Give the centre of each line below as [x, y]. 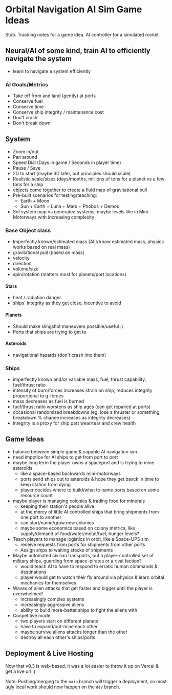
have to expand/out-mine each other [59, 626]
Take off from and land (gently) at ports [54, 96]
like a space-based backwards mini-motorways [71, 473]
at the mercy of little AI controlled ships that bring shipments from [90, 511]
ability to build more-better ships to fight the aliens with [79, 610]
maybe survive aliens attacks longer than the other [74, 632]
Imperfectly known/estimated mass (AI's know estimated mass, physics [88, 242]
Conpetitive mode [31, 615]
